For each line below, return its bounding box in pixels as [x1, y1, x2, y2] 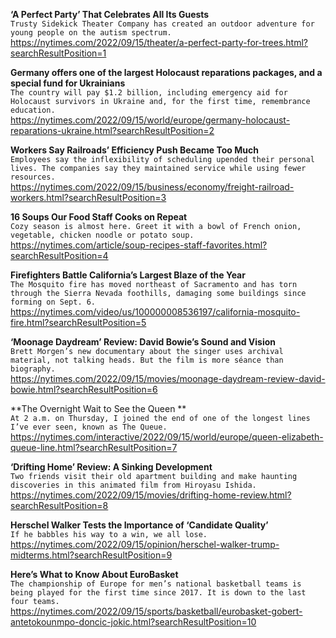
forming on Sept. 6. [10, 297, 97, 307]
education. [10, 105, 56, 115]
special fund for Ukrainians [10, 77, 126, 89]
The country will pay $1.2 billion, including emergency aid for [10, 88, 288, 98]
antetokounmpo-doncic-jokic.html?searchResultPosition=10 [10, 616, 257, 628]
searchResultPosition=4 [10, 250, 109, 261]
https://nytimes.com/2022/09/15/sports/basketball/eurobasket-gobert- [10, 605, 303, 617]
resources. [10, 172, 56, 182]
